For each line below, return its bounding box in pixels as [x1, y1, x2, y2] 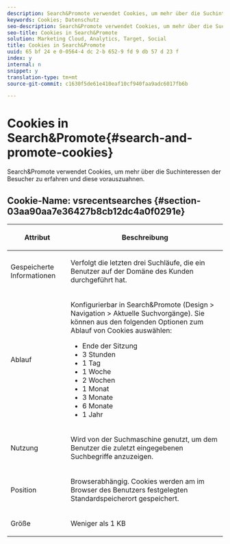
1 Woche [81, 367, 112, 376]
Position [10, 485, 37, 495]
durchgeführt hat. [71, 275, 127, 285]
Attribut [24, 233, 51, 242]
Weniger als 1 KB [71, 519, 126, 528]
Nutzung [10, 443, 39, 453]
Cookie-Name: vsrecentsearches [7, 195, 153, 206]
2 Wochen [81, 375, 116, 385]
